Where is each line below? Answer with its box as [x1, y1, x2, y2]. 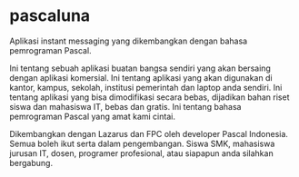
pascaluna [9, 5, 91, 26]
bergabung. [9, 157, 53, 168]
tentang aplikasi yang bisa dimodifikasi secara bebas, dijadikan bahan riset [9, 92, 290, 103]
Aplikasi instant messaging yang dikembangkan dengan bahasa [9, 35, 248, 46]
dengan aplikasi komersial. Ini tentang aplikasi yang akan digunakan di [9, 72, 273, 83]
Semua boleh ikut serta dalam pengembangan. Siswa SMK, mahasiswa [9, 138, 275, 149]
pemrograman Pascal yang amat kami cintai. [9, 111, 175, 122]
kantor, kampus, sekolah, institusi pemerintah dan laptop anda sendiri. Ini [9, 82, 283, 93]
